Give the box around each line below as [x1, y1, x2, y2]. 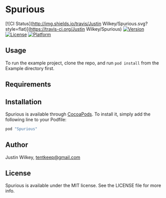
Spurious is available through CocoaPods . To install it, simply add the [5, 111, 151, 117]
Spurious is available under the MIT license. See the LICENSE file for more [5, 183, 161, 189]
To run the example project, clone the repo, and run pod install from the [5, 60, 159, 66]
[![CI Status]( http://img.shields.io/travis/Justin [5, 20, 102, 27]
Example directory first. [5, 65, 55, 71]
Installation [5, 97, 42, 106]
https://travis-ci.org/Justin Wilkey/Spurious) [30, 26, 122, 32]
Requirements [5, 80, 51, 89]
